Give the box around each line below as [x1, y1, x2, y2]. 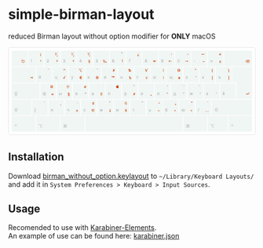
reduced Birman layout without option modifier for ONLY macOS [8, 31, 216, 41]
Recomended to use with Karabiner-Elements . [8, 223, 157, 232]
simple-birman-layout [8, 5, 155, 24]
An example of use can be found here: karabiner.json [8, 232, 180, 241]
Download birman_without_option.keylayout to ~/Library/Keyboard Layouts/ [8, 171, 254, 181]
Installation [8, 151, 64, 164]
